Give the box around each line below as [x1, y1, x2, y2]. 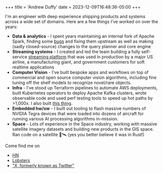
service [12, 54, 28, 60]
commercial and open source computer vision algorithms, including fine [12, 75, 157, 80]
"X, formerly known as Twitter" [12, 163, 75, 168]
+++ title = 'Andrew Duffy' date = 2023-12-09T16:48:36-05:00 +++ [5, 4, 141, 10]
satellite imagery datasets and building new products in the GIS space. [12, 126, 154, 132]
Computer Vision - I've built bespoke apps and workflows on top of [12, 69, 149, 75]
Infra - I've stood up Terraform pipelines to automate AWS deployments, [12, 85, 158, 90]
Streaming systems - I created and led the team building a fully [12, 49, 141, 54]
